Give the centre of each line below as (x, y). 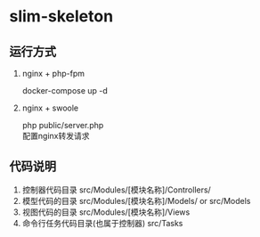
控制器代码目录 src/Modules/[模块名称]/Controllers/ (116, 190)
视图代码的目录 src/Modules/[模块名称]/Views (106, 212)
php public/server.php (63, 125)
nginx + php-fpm (53, 74)
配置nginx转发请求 (56, 136)
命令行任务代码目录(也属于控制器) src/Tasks (102, 223)
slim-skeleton (61, 16)
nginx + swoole (50, 108)
